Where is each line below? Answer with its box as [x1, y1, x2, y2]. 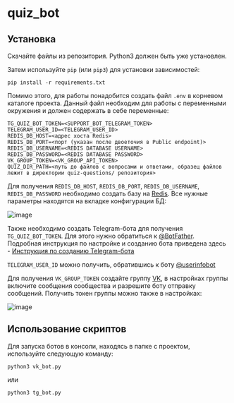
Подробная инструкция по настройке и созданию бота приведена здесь [7, 239, 227, 248]
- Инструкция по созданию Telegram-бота [7, 247, 135, 255]
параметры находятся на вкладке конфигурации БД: [7, 197, 167, 205]
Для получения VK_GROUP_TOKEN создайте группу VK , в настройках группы [7, 274, 228, 282]
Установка [7, 33, 56, 45]
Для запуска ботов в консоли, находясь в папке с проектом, [7, 342, 190, 350]
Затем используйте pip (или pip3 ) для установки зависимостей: [7, 66, 200, 73]
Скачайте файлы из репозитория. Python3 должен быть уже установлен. [7, 52, 227, 60]
